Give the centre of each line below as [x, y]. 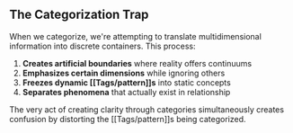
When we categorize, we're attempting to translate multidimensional [136, 36]
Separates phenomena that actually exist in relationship [126, 92]
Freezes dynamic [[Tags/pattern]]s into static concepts [126, 82]
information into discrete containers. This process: [102, 46]
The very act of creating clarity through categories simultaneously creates [147, 109]
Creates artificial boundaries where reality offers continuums [137, 63]
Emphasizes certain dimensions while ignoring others [124, 73]
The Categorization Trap [79, 15]
